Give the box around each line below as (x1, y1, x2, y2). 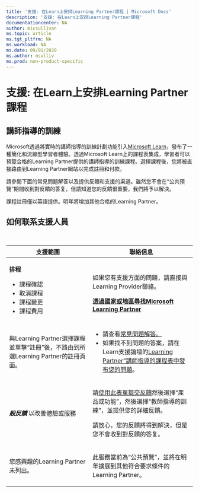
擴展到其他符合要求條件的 (98, 462, 170, 470)
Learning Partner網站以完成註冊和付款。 (26, 165, 126, 172)
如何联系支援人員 (6, 217, 69, 227)
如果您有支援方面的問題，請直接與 (92, 273, 188, 282)
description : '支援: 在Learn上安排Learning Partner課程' (6, 14, 143, 20)
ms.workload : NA (6, 42, 46, 48)
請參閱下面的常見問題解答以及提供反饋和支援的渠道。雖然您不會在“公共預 (6, 177, 185, 185)
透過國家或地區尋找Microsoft (92, 297, 174, 306)
